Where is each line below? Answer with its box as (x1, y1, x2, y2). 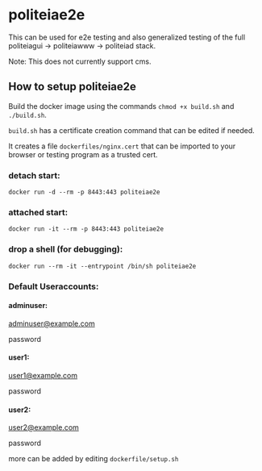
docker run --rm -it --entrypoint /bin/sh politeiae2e (8, 262, 197, 270)
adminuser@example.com (8, 319, 95, 328)
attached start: (8, 206, 69, 218)
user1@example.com (8, 370, 78, 380)
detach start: (8, 169, 60, 181)
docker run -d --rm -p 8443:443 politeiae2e (8, 188, 160, 197)
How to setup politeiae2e (8, 80, 137, 94)
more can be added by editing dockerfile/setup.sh (8, 454, 179, 464)
